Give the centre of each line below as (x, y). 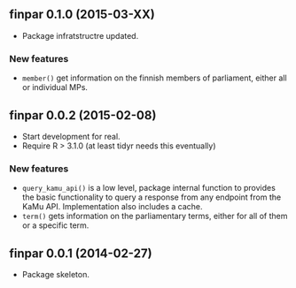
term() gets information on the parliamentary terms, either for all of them (155, 216)
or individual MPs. (55, 87)
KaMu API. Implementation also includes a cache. (112, 207)
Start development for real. (71, 136)
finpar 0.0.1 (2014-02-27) (81, 253)
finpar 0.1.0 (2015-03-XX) (82, 15)
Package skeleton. (56, 275)
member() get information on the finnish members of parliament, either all (154, 78)
